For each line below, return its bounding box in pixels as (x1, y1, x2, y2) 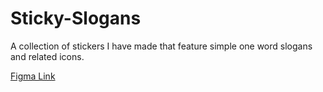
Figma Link (10, 70, 56, 82)
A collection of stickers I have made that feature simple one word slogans (10, 40, 313, 52)
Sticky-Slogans (10, 7, 142, 30)
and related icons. (10, 50, 85, 62)
